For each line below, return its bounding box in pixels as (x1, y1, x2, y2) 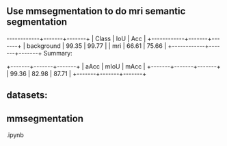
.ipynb (6, 131, 25, 139)
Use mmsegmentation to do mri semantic (6, 5, 186, 17)
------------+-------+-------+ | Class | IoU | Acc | (6, 34, 146, 42)
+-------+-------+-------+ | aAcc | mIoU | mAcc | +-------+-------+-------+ (6, 62, 221, 71)
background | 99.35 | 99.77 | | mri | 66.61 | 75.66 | (26, 41, 167, 50)
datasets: (6, 89, 48, 101)
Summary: (43, 49, 72, 57)
